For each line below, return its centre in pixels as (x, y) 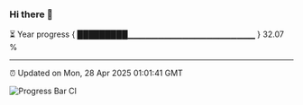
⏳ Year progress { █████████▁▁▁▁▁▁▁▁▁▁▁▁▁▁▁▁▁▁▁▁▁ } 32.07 (147, 34)
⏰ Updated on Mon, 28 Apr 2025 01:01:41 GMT (96, 73)
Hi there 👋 (32, 14)
